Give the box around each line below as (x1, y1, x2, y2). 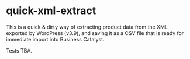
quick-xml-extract (6, 4, 96, 18)
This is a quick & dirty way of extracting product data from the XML (6, 23, 168, 30)
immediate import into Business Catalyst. (6, 36, 105, 43)
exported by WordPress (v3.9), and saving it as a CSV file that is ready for (6, 29, 184, 36)
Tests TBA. (6, 47, 33, 54)
